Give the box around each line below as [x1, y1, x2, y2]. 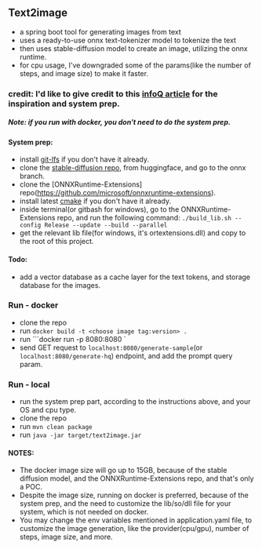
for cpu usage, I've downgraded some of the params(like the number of [19, 60, 251, 70]
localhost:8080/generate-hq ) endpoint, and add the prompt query [19, 351, 233, 360]
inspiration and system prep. [8, 98, 120, 109]
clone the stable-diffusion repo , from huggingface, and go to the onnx [19, 163, 246, 173]
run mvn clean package [19, 422, 93, 431]
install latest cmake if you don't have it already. [19, 196, 172, 206]
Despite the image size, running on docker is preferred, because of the [19, 490, 249, 500]
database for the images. [19, 280, 100, 289]
